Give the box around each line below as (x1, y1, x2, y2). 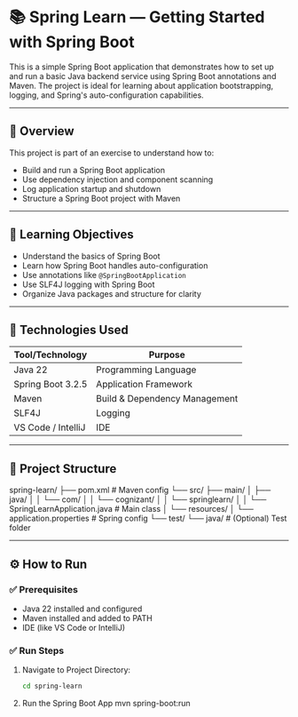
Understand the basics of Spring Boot (21, 251, 161, 261)
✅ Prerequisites (9, 583, 78, 595)
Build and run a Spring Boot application (21, 164, 166, 175)
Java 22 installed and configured (21, 603, 143, 614)
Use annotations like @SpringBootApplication (21, 269, 186, 280)
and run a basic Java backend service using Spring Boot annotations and (9, 70, 277, 81)
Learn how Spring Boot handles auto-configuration (21, 259, 208, 271)
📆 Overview (9, 123, 74, 139)
